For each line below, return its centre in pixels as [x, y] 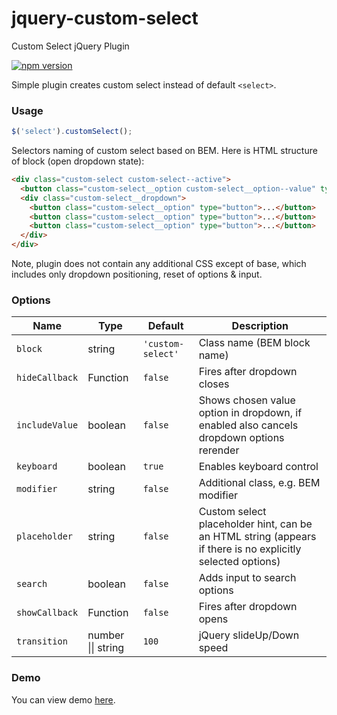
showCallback [47, 613]
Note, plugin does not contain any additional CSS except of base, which [159, 264]
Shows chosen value [247, 400]
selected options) [239, 562]
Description [260, 326]
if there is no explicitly [250, 549]
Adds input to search [247, 578]
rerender [219, 450]
